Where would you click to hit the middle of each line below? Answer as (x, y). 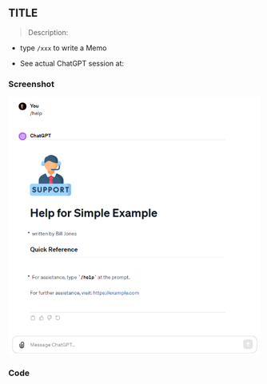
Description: (48, 32)
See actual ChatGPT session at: (72, 63)
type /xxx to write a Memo (63, 48)
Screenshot (31, 84)
